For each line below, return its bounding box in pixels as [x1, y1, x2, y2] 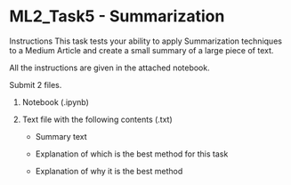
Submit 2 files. [9, 79, 62, 90]
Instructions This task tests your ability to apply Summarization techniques [9, 36, 283, 46]
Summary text [35, 131, 87, 141]
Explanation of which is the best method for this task [35, 149, 229, 159]
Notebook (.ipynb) [21, 96, 89, 108]
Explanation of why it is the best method [35, 165, 183, 176]
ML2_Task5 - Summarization [9, 6, 225, 27]
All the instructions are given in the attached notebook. [9, 62, 211, 73]
